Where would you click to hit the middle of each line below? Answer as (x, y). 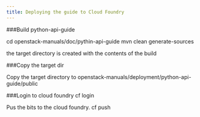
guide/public (22, 83)
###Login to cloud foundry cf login (50, 95)
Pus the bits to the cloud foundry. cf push (59, 107)
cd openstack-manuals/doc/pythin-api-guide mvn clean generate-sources (100, 41)
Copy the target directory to (41, 77)
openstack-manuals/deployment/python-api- (134, 77)
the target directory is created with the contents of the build (82, 53)
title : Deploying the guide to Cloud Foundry (65, 12)
